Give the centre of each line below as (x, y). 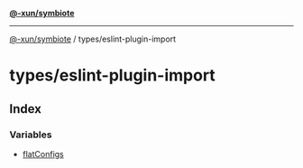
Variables (31, 135)
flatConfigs (43, 154)
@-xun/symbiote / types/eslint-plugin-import (93, 39)
